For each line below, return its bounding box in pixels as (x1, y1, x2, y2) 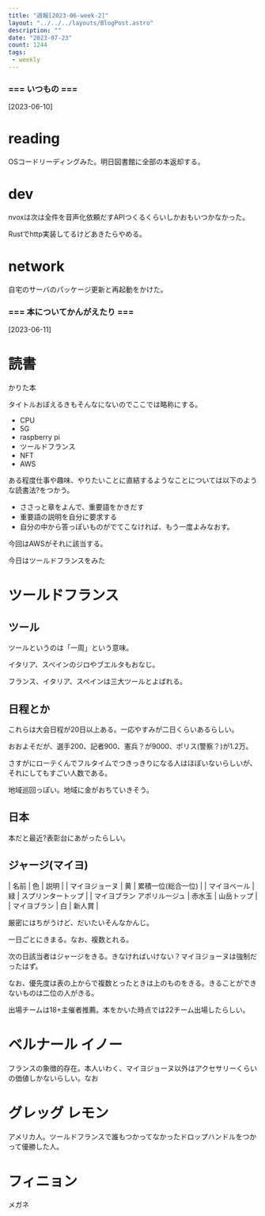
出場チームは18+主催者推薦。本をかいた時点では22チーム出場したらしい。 (8, 1004, 250, 1015)
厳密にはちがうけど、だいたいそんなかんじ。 (8, 917, 154, 927)
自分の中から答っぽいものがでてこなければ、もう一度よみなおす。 (19, 522, 234, 532)
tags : (8, 48, 26, 56)
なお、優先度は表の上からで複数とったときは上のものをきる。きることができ (8, 978, 257, 988)
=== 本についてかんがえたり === (8, 306, 134, 317)
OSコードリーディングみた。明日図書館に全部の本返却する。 (8, 157, 205, 166)
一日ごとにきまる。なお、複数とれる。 (8, 935, 133, 944)
